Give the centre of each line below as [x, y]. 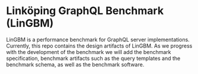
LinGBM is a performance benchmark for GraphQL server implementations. [98, 39]
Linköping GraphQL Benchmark [85, 11]
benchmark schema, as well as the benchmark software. [75, 64]
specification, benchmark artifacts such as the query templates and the [93, 58]
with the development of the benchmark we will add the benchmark [89, 52]
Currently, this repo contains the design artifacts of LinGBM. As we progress [99, 46]
